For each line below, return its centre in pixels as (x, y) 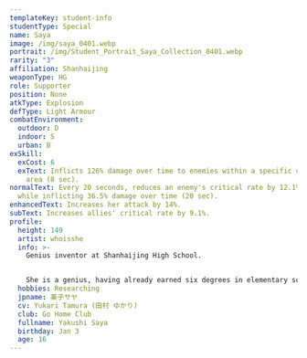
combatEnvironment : (47, 120)
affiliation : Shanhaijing (58, 69)
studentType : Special (51, 26)
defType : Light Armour (53, 111)
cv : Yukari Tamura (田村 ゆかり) (78, 305)
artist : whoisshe (51, 238)
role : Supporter (40, 86)
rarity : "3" (32, 60)
